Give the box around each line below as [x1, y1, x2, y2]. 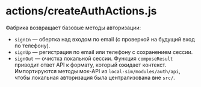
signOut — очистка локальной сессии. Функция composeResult [14, 55, 173, 62]
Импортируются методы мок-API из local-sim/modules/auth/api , [14, 67, 181, 74]
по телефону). [14, 42, 51, 49]
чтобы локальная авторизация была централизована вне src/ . [14, 74, 175, 81]
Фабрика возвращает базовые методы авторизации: [5, 24, 141, 31]
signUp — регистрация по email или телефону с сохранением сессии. [14, 48, 193, 55]
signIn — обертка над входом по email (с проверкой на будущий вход [14, 35, 195, 43]
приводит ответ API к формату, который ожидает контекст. [14, 61, 167, 68]
